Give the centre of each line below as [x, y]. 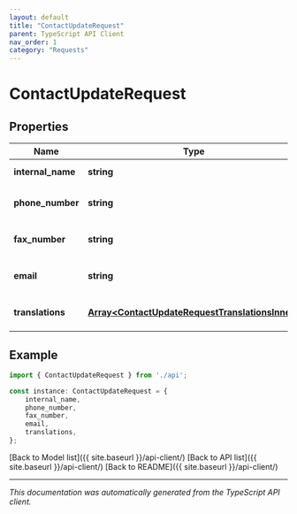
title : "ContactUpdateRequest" [67, 26]
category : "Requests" [49, 50]
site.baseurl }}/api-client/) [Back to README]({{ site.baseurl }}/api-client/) [144, 466]
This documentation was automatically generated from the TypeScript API [145, 492]
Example [34, 355]
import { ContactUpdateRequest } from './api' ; [99, 375]
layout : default [39, 17]
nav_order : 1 [33, 42]
